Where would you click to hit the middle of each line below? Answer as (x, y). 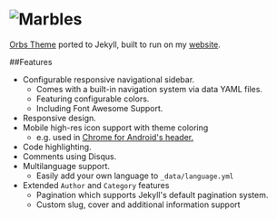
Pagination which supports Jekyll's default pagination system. (152, 195)
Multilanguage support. (66, 166)
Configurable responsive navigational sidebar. (109, 79)
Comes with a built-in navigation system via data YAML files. (149, 89)
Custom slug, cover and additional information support (138, 205)
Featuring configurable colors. (93, 99)
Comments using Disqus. (69, 156)
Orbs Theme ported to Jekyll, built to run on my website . (115, 44)
